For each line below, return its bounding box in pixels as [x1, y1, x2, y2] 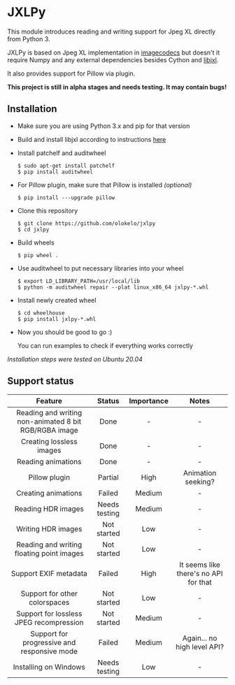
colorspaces [29, 597, 70, 607]
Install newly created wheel [17, 296, 97, 304]
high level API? [176, 642, 225, 651]
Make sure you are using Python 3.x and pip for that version [17, 122, 190, 130]
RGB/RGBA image [20, 425, 78, 435]
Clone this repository [17, 206, 78, 215]
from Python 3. [7, 34, 50, 43]
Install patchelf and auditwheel [17, 148, 106, 157]
